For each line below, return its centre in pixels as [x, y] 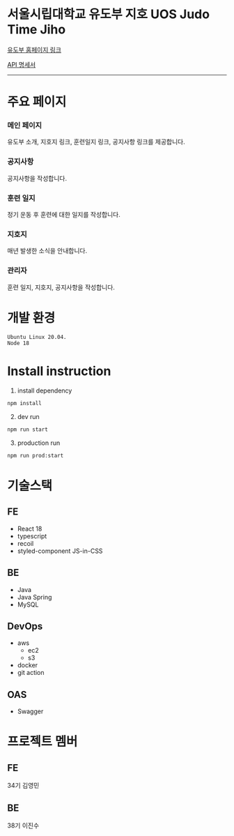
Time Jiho [37, 30]
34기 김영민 [23, 786]
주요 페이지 [37, 102]
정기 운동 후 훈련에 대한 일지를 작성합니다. [64, 215]
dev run [28, 417]
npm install [24, 404]
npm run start [28, 430]
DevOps [25, 626]
